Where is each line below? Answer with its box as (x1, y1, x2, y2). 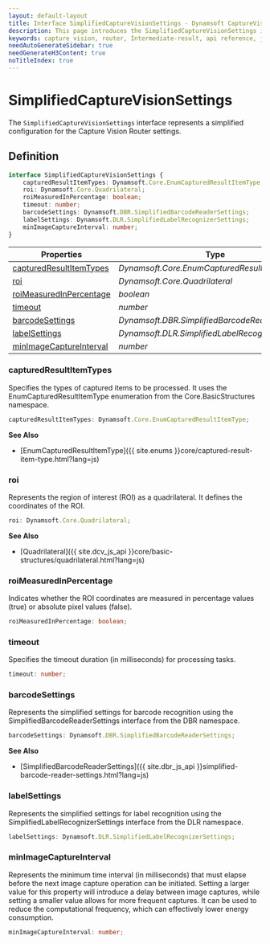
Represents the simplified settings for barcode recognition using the (8, 708, 234, 717)
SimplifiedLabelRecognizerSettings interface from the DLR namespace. (8, 817, 243, 827)
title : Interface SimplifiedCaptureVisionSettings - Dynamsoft (8, 19, 225, 27)
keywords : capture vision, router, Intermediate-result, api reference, (8, 34, 257, 43)
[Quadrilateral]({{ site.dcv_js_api (19, 546, 127, 556)
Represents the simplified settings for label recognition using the (8, 808, 223, 818)
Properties (40, 248, 83, 259)
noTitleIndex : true (8, 57, 74, 65)
